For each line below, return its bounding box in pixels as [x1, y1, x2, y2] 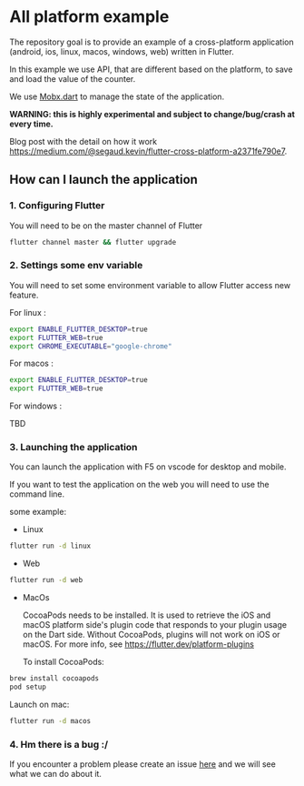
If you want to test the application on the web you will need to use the [9, 479, 270, 490]
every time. [9, 118, 54, 129]
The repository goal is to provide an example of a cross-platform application [9, 36, 295, 47]
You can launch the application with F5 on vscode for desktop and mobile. [9, 461, 288, 472]
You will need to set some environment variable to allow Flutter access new [9, 279, 291, 290]
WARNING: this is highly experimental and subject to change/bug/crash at [9, 108, 295, 119]
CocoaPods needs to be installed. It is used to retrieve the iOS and [22, 610, 271, 620]
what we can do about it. [9, 769, 103, 780]
